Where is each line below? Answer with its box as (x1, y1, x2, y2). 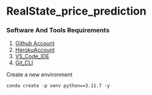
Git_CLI (15, 59, 33, 66)
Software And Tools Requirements (6, 26, 110, 35)
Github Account (15, 40, 55, 47)
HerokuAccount (15, 46, 55, 54)
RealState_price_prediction (6, 4, 147, 18)
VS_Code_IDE (15, 53, 50, 60)
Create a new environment (6, 71, 73, 79)
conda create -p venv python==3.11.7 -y (6, 83, 111, 89)
